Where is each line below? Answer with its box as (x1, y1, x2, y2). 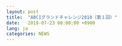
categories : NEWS (6, 31, 50, 37)
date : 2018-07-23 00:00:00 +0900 (6, 20, 96, 26)
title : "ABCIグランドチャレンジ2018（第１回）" (6, 14, 118, 20)
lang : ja (6, 25, 28, 32)
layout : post (6, 8, 39, 15)
